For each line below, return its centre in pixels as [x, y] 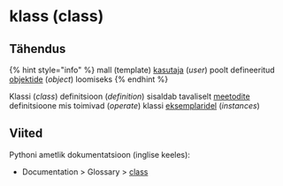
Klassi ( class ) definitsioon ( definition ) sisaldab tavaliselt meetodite [130, 96]
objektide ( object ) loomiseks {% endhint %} [89, 79]
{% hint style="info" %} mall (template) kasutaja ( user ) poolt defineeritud [142, 70]
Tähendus [38, 49]
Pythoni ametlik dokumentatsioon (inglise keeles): [99, 154]
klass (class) [57, 16]
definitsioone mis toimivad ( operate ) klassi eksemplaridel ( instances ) [135, 106]
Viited [26, 134]
